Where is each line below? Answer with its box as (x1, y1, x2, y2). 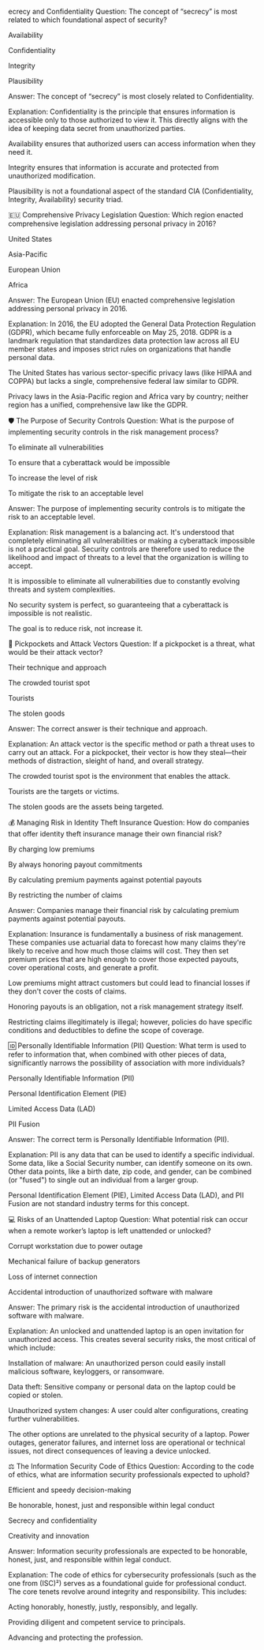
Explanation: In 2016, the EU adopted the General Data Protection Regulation (8, 319, 256, 329)
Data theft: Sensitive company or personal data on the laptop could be (8, 1382, 236, 1391)
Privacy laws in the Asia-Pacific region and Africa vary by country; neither (8, 392, 249, 401)
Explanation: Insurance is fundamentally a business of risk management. (8, 930, 244, 938)
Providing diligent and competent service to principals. (8, 1618, 186, 1626)
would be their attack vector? (8, 648, 103, 656)
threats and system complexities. (8, 584, 116, 594)
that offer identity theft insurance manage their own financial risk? (8, 829, 222, 838)
